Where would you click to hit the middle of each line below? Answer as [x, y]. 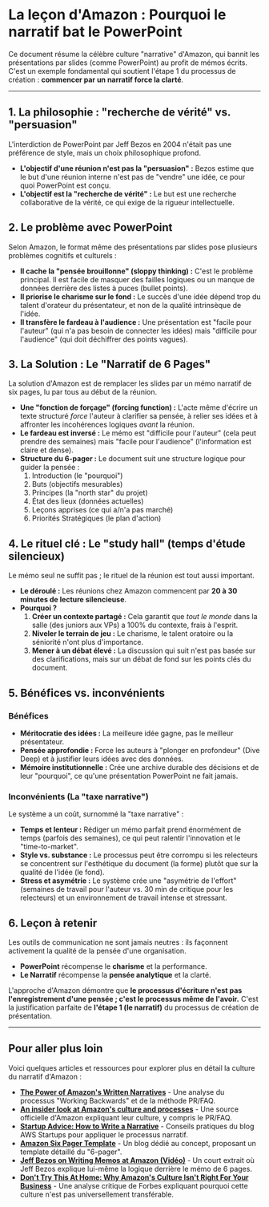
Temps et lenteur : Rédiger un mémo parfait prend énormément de [130, 830]
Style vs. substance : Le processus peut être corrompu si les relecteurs [139, 855]
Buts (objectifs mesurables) [77, 484]
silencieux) [37, 556]
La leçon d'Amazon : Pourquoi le [117, 15]
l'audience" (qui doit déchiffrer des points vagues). [104, 339]
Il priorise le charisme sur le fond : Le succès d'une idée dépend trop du [141, 296]
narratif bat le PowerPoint [95, 32]
